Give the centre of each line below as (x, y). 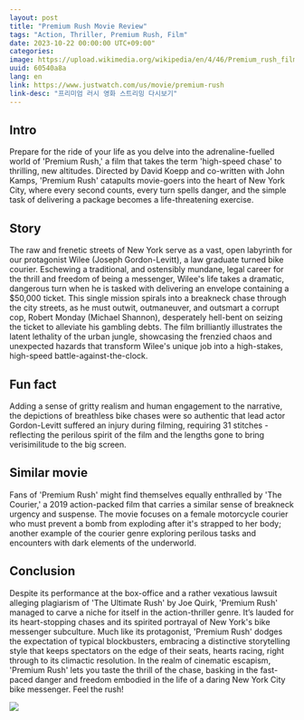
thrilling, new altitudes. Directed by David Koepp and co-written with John (147, 171)
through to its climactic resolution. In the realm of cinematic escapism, (140, 660)
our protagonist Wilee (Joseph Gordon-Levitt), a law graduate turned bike (147, 260)
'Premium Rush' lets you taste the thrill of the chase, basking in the (134, 669)
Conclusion (43, 571)
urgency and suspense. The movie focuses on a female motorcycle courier (149, 514)
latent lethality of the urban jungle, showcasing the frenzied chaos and (141, 336)
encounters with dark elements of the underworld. (103, 543)
